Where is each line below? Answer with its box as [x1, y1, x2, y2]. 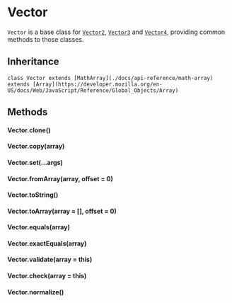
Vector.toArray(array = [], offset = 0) [7, 207, 117, 215]
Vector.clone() [7, 125, 51, 135]
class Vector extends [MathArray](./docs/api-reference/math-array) [7, 74, 214, 81]
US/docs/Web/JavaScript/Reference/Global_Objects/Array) [7, 86, 179, 94]
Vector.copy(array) [7, 142, 65, 151]
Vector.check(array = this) [7, 272, 87, 280]
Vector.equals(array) [7, 223, 71, 231]
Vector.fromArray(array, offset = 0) [7, 174, 113, 183]
